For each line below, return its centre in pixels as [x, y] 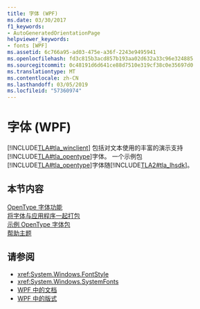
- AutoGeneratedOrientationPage [54, 33]
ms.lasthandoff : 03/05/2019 [48, 85]
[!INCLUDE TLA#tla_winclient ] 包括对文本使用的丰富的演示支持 [95, 148]
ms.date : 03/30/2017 [37, 20]
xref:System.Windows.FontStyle [63, 274]
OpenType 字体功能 [35, 207]
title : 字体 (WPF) [33, 14]
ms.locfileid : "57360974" [44, 91]
